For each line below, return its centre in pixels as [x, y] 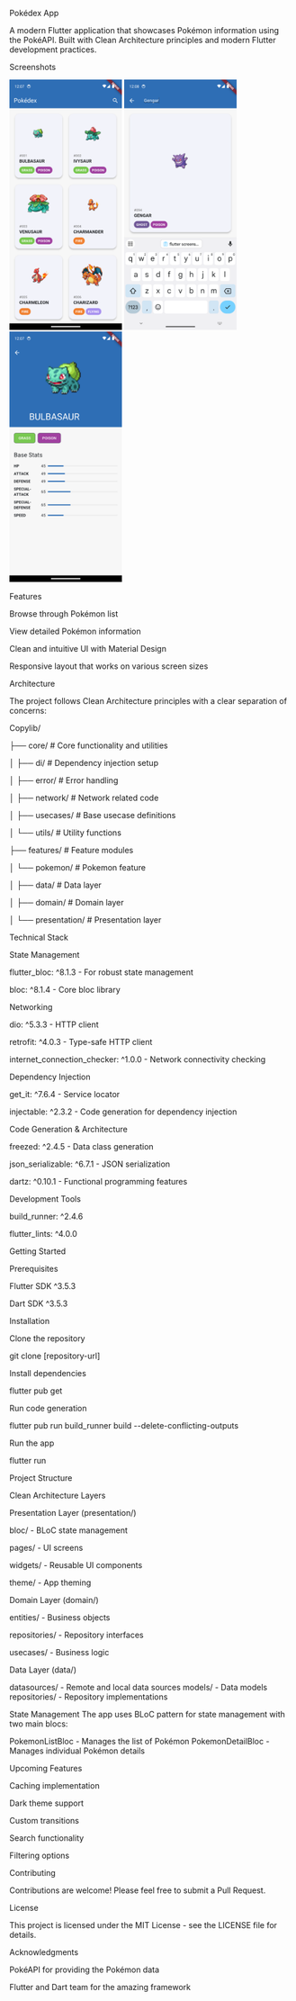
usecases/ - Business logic [59, 1653]
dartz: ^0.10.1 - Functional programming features [99, 1182]
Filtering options [40, 1856]
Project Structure [41, 1478]
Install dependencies [48, 1374]
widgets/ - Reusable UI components [76, 1565]
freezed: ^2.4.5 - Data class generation [82, 1147]
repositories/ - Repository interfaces [76, 1635]
